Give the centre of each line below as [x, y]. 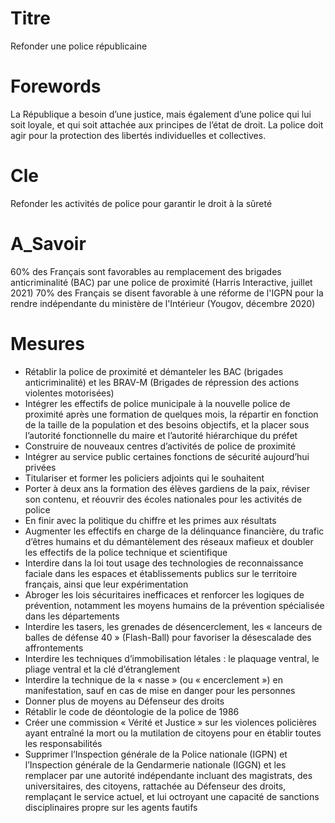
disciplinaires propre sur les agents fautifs [111, 807]
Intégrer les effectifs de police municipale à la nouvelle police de [157, 403]
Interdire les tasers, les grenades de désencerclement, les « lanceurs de [173, 626]
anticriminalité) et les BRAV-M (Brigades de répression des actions [162, 382]
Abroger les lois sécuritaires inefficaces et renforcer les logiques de [164, 594]
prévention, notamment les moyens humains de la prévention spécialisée [174, 605]
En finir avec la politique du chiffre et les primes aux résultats [150, 520]
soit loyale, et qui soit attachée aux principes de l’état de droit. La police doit [167, 124]
